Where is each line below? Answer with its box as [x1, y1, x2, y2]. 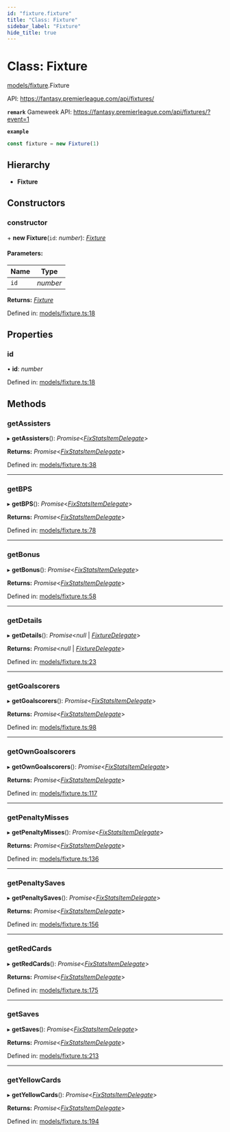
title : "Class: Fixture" [7, 16, 78, 23]
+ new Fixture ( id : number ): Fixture [7, 234, 106, 242]
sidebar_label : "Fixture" [7, 23, 81, 29]
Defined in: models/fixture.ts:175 [7, 986, 99, 994]
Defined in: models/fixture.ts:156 [7, 920, 99, 928]
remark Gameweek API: [7, 108, 72, 116]
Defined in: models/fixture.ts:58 [7, 592, 97, 600]
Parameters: [7, 249, 43, 258]
